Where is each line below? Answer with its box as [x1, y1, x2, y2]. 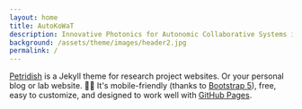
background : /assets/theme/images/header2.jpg [9, 38, 187, 47]
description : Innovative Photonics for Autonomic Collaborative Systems [9, 29, 288, 38]
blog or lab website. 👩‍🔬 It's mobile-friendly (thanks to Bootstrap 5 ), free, [9, 80, 277, 91]
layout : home [9, 13, 58, 22]
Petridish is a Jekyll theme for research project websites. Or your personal [9, 71, 285, 81]
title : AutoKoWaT [9, 21, 75, 30]
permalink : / [9, 46, 58, 55]
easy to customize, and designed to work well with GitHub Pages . [9, 90, 253, 101]
